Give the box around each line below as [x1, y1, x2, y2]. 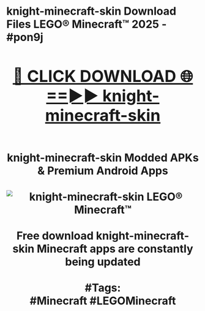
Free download [16, 228, 94, 242]
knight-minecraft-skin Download [6, 4, 176, 18]
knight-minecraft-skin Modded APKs [7, 151, 199, 165]
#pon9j [6, 31, 44, 44]
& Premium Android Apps [37, 163, 168, 178]
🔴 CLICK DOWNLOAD [12, 66, 176, 86]
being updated [65, 255, 141, 269]
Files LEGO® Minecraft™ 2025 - [6, 17, 167, 31]
